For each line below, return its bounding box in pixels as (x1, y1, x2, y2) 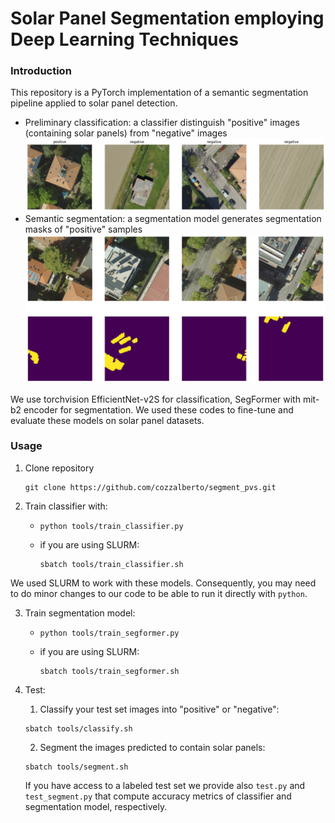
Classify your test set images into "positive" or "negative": (39, 703, 280, 715)
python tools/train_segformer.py (39, 628, 180, 638)
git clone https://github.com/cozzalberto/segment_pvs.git (24, 482, 277, 492)
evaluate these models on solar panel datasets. (10, 414, 205, 426)
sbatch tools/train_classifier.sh (39, 559, 184, 569)
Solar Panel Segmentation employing (10, 7, 325, 30)
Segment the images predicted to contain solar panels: (39, 741, 266, 753)
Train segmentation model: (24, 607, 136, 619)
